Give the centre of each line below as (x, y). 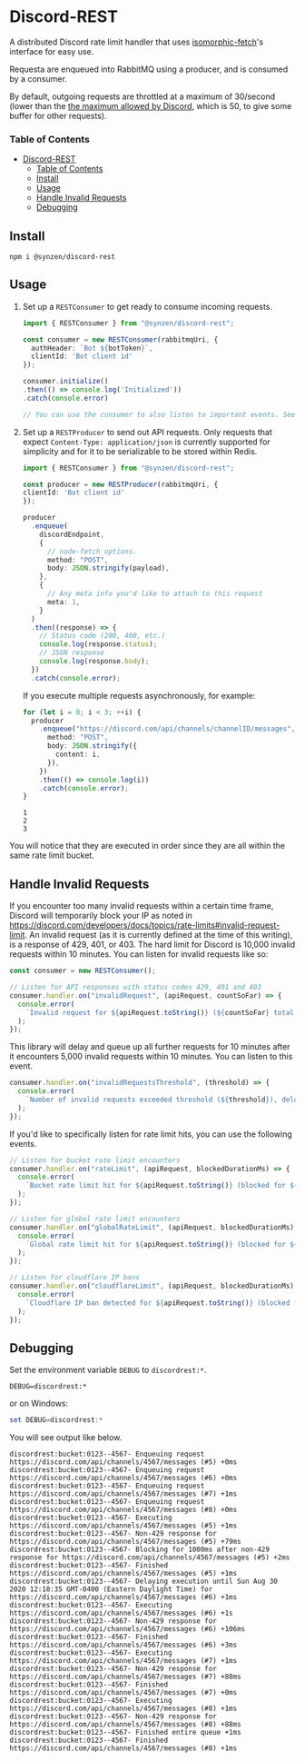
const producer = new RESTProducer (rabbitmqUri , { (120, 484)
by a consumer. (39, 78)
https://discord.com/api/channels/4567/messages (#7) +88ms (126, 1677)
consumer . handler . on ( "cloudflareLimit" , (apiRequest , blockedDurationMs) (152, 1286)
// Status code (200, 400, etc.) (103, 636)
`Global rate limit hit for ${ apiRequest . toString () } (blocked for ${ (162, 1244)
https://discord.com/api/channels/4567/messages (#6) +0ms (123, 1478)
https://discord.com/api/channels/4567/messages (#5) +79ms (126, 1542)
